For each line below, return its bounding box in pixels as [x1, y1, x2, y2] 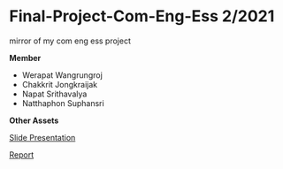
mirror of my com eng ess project [9, 35, 131, 46]
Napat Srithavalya [21, 88, 88, 99]
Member [9, 52, 42, 63]
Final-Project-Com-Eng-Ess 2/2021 [9, 6, 275, 27]
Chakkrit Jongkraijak [21, 79, 98, 89]
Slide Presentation [9, 132, 76, 142]
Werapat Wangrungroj [21, 69, 103, 81]
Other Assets [9, 115, 59, 126]
